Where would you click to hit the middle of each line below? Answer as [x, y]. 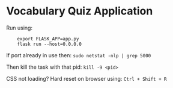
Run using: [20, 28]
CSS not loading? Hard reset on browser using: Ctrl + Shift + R [86, 78]
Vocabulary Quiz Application [80, 11]
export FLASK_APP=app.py [48, 39]
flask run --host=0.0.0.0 [50, 44]
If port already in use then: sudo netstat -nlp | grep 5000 [79, 55]
